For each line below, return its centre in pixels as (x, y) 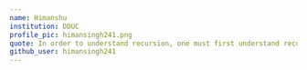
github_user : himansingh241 (63, 52)
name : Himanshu (38, 18)
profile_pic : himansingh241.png (71, 35)
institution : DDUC (44, 26)
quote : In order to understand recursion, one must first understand (145, 43)
